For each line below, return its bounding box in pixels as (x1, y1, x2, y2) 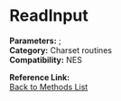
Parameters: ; (9, 35, 61, 46)
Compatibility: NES (9, 54, 83, 65)
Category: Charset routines (9, 44, 113, 55)
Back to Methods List (9, 81, 88, 92)
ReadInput (9, 5, 88, 26)
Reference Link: (9, 71, 70, 82)
